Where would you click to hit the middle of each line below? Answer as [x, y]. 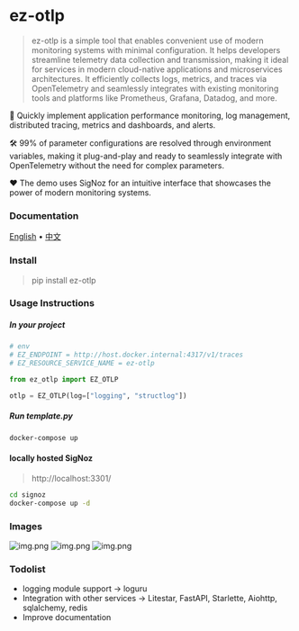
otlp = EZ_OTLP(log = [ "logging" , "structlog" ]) [98, 396]
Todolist [28, 569]
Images [26, 526]
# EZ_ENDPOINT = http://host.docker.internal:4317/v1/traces [127, 355]
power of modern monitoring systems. [80, 192]
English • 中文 [35, 237]
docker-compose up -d [50, 503]
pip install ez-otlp [63, 280]
